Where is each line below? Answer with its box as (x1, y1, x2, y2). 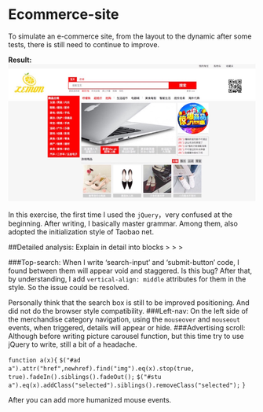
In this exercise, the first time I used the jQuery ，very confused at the (8, 210, 233, 219)
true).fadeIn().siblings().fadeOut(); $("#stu (8, 373, 162, 381)
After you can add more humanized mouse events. (8, 395, 172, 405)
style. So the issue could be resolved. (8, 283, 130, 292)
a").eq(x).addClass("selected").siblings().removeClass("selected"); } (8, 381, 246, 390)
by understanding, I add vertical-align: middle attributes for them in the (8, 274, 247, 284)
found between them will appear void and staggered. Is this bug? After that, (8, 266, 253, 276)
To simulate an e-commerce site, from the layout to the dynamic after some (8, 31, 252, 41)
